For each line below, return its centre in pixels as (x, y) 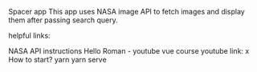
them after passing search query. (63, 20)
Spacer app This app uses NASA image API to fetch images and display (126, 12)
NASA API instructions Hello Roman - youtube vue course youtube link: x (129, 51)
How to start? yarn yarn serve (57, 60)
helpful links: (29, 36)
